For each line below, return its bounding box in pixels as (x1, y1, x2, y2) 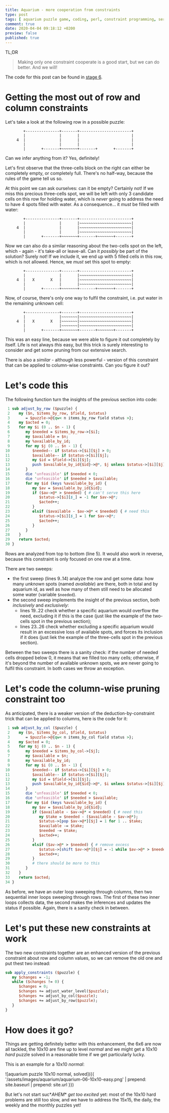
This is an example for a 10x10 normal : (5, 1061, 84, 1067)
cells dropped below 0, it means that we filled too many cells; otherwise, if (5, 655, 159, 661)
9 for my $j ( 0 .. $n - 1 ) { (7, 443, 82, 448)
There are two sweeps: (5, 566, 53, 572)
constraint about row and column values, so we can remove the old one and (5, 955, 162, 961)
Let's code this (5, 380, 68, 391)
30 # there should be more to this (5, 861, 100, 866)
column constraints (5, 103, 89, 114)
